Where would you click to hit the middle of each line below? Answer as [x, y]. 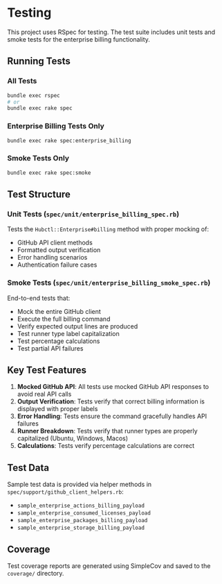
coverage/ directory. [36, 574]
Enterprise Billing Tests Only [56, 126]
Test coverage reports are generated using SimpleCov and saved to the [109, 566]
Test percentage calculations [58, 341]
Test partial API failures [50, 348]
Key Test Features [47, 370]
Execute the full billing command [64, 319]
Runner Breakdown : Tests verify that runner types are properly [108, 431]
